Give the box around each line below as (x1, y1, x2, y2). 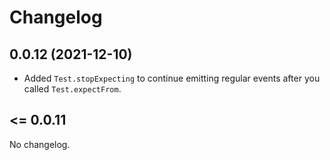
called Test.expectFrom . (23, 83, 122, 95)
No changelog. (9, 138, 71, 150)
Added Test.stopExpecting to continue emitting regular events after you (23, 72, 321, 84)
